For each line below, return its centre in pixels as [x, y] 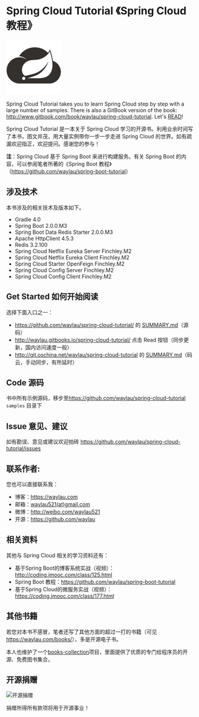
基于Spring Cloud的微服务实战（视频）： [63, 589]
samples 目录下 [24, 406]
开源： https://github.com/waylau [55, 519]
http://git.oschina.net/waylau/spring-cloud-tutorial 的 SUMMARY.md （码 [104, 354]
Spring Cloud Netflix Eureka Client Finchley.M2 [72, 257]
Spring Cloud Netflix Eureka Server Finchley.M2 [73, 251]
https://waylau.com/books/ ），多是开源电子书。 [64, 639]
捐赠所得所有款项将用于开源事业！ [48, 708]
